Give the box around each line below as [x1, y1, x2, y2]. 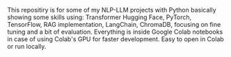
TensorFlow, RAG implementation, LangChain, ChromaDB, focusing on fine [7, 21, 221, 28]
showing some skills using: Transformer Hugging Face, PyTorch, [7, 13, 192, 21]
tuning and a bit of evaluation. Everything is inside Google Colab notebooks [7, 27, 223, 36]
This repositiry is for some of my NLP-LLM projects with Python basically [7, 6, 216, 14]
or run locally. [7, 43, 47, 50]
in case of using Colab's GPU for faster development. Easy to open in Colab [7, 35, 224, 43]
